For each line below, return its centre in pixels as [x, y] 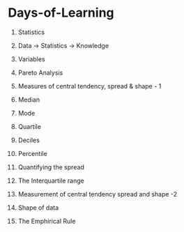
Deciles [29, 140]
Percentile [32, 153]
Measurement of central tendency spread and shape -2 [98, 194]
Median [29, 100]
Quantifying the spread [51, 167]
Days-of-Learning [61, 13]
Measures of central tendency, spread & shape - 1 [90, 86]
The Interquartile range [51, 180]
